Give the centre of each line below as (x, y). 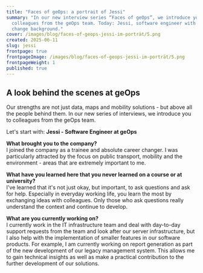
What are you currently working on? (52, 219)
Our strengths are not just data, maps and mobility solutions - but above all (99, 107)
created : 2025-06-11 (32, 40)
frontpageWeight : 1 (31, 62)
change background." (37, 29)
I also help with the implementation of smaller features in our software (93, 238)
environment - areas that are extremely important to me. (76, 163)
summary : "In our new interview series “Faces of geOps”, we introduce (98, 18)
